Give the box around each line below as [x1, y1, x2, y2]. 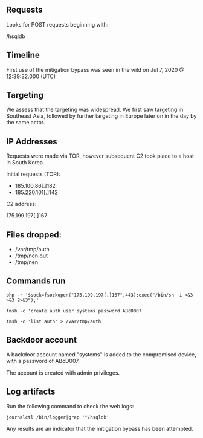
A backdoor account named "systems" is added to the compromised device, [6, 350, 196, 358]
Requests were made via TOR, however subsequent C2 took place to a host [6, 152, 195, 159]
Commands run [6, 276, 66, 286]
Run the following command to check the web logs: [6, 402, 134, 410]
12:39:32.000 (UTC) [6, 72, 56, 80]
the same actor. [6, 119, 45, 126]
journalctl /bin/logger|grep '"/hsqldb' [6, 414, 110, 420]
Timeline [6, 50, 40, 60]
